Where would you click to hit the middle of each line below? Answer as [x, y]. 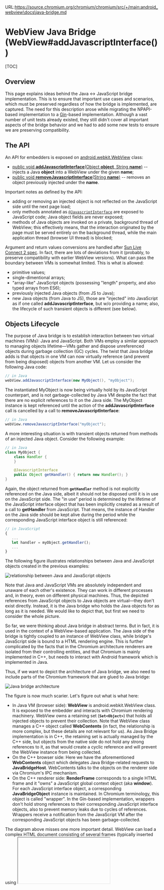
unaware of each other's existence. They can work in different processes [79, 590]
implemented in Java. [27, 662]
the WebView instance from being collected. [57, 752]
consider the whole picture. [33, 616]
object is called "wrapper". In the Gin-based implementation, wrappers [83, 799]
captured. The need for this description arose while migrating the [71, 109]
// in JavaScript [23, 529]
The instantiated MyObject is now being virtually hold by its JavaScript [76, 390]
